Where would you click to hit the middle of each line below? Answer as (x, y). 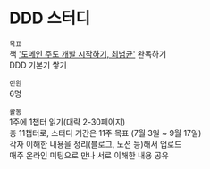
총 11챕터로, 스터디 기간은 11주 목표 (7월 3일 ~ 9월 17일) (105, 133)
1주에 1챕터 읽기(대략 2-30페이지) (67, 122)
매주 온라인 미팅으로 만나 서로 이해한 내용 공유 (89, 155)
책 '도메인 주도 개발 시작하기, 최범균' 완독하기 (88, 53)
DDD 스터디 (50, 18)
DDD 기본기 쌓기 (38, 65)
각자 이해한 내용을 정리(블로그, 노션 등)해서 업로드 (96, 144)
